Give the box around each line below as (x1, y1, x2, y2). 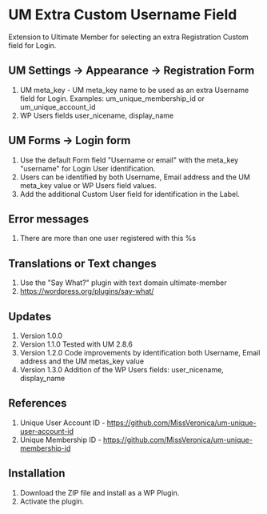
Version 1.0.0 (19, 331, 62, 340)
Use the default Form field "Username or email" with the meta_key (19, 155, 239, 165)
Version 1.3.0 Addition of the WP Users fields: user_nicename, (19, 365, 224, 374)
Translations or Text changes (8, 256, 157, 270)
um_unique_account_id (19, 102, 96, 111)
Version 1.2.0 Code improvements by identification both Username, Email (19, 348, 261, 357)
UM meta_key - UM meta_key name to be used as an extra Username (19, 85, 249, 94)
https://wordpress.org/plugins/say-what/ (19, 287, 154, 296)
